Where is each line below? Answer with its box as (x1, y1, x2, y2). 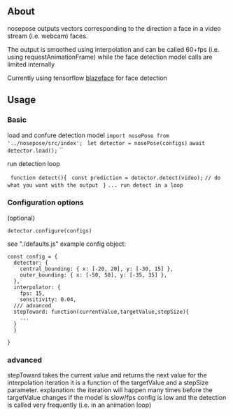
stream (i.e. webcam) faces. (7, 32, 88, 40)
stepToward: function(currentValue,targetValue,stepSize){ (13, 308, 190, 315)
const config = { (7, 253, 58, 260)
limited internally (7, 60, 55, 69)
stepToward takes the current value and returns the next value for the (7, 371, 208, 380)
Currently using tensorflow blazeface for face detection (7, 74, 168, 82)
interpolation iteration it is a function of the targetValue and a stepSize (7, 378, 209, 387)
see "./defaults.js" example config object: (7, 240, 127, 248)
